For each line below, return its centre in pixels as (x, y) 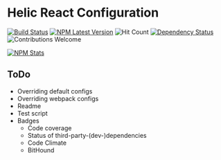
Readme (29, 106)
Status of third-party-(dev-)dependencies (87, 135)
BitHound (41, 150)
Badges (28, 121)
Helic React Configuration (83, 13)
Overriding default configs (55, 91)
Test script (33, 113)
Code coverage (50, 128)
